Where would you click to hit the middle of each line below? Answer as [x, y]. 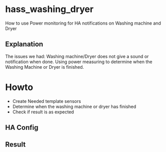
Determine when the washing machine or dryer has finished [74, 106]
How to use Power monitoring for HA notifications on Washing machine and [83, 23]
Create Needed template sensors [47, 101]
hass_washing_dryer [49, 9]
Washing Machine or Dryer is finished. [45, 67]
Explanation [24, 44]
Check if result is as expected [43, 112]
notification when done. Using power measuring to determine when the [79, 62]
